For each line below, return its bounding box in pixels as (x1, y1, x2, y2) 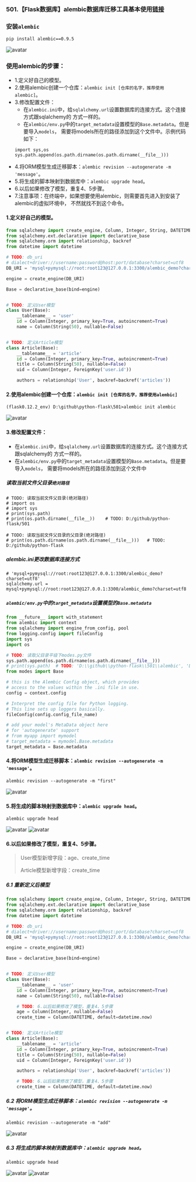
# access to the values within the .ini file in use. (6, 684, 140, 691)
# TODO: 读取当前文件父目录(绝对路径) (6, 495, 89, 502)
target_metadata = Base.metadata (6, 744, 87, 750)
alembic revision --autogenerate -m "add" (6, 1120, 111, 1126)
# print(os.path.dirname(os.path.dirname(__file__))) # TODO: (6, 537, 166, 543)
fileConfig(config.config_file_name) (6, 711, 98, 717)
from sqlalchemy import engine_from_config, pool (6, 625, 129, 631)
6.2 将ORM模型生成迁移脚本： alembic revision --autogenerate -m (6, 1097, 167, 1104)
